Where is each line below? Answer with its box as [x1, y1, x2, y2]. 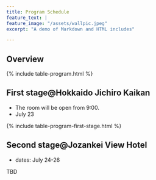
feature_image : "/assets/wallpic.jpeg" [6, 20, 108, 26]
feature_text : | [6, 15, 48, 21]
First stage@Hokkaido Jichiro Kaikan [6, 88, 151, 98]
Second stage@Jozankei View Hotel [6, 140, 147, 150]
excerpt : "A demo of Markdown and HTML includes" [6, 26, 135, 32]
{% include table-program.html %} [6, 70, 93, 77]
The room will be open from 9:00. [15, 104, 99, 111]
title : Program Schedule [6, 9, 69, 15]
